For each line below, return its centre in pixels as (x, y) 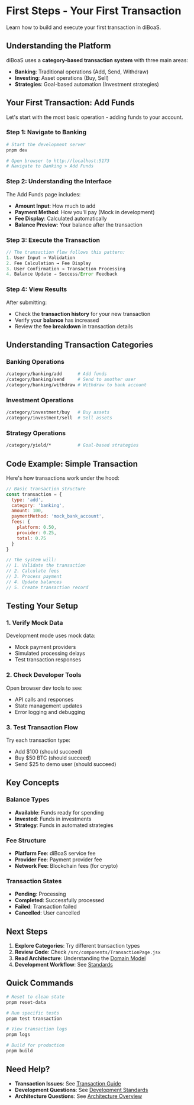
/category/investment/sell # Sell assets (59, 418)
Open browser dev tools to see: (44, 688)
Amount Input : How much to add (55, 206)
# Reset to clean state (35, 997)
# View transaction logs (37, 1029)
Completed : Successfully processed (59, 900)
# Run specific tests (33, 1013)
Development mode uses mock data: (51, 636)
